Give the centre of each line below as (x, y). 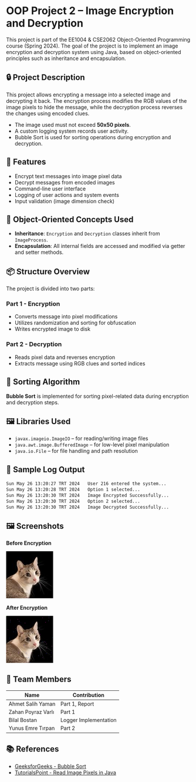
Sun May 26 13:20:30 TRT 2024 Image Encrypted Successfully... (87, 496)
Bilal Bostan (23, 720)
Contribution (88, 695)
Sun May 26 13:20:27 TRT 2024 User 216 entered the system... (86, 484)
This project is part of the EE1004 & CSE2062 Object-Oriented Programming (98, 39)
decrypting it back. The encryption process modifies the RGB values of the (97, 100)
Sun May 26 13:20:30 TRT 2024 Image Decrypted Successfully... (87, 507)
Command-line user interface (50, 189)
